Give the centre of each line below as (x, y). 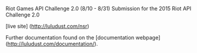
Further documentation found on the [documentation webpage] (83, 37)
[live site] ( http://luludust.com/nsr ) (47, 26)
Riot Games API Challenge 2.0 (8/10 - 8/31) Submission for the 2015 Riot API (99, 9)
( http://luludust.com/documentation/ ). (52, 44)
